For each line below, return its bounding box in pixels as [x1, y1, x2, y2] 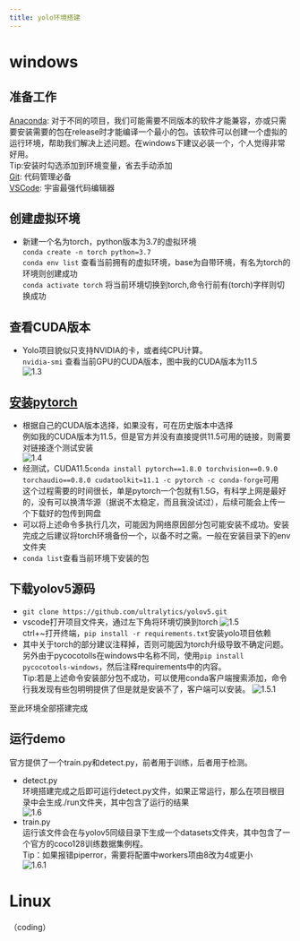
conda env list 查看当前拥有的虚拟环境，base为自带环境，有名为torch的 [21, 257, 291, 268]
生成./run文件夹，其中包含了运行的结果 [46, 797, 190, 807]
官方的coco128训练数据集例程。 [30, 838, 149, 849]
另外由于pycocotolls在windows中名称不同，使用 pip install [21, 650, 244, 660]
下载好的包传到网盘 [30, 508, 101, 519]
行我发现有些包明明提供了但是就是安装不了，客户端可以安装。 [21, 683, 251, 695]
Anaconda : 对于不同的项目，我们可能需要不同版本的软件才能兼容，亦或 [9, 115, 271, 125]
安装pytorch [9, 394, 78, 410]
